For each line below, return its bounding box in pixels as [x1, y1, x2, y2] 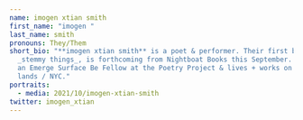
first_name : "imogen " [9, 22, 95, 31]
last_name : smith [9, 30, 75, 39]
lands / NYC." [17, 72, 70, 81]
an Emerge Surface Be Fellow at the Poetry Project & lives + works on [17, 64, 293, 73]
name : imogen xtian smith [9, 13, 106, 23]
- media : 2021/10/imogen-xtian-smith [17, 88, 160, 97]
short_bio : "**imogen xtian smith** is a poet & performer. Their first [9, 47, 289, 56]
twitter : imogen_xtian [9, 97, 95, 106]
